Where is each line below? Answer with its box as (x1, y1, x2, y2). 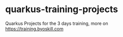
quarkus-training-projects (5, 4, 118, 15)
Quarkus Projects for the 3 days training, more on (5, 20, 108, 26)
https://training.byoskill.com (5, 25, 64, 31)
